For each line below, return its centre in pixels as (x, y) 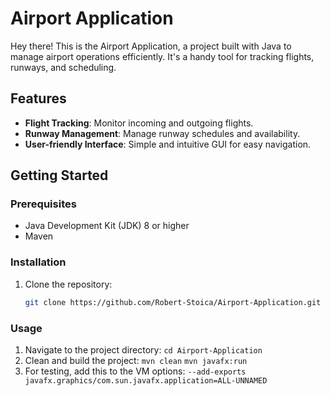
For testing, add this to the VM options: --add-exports (135, 371)
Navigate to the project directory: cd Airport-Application (143, 349)
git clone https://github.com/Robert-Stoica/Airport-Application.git (173, 302)
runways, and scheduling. (63, 67)
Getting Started (59, 175)
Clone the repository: (68, 284)
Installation (38, 262)
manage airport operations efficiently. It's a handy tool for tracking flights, (162, 56)
